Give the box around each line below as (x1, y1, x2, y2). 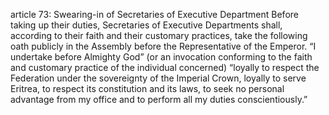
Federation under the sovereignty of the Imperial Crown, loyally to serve (10, 72, 307, 84)
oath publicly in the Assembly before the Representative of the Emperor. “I (10, 40, 317, 52)
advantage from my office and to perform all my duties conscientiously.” (10, 94, 308, 105)
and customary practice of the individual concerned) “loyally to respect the (10, 62, 320, 73)
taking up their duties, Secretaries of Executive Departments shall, (10, 19, 283, 31)
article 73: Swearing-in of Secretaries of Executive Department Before (10, 9, 299, 20)
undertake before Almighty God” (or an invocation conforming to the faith (10, 51, 313, 63)
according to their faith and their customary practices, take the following (10, 30, 308, 41)
